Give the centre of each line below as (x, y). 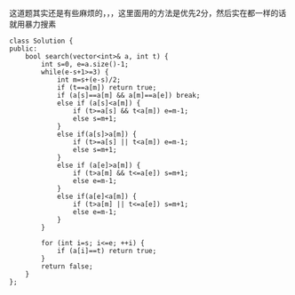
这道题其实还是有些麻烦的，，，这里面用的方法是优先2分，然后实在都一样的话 (148, 13)
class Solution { (41, 41)
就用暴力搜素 (32, 24)
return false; (67, 267)
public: (24, 49)
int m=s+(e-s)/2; (89, 80)
